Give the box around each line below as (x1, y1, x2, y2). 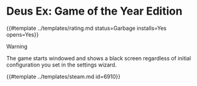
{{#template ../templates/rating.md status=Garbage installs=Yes (6, 24, 167, 32)
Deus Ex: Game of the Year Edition (6, 4, 183, 18)
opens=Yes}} (6, 30, 39, 38)
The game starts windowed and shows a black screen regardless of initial (6, 54, 191, 62)
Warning (6, 43, 27, 50)
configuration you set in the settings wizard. (6, 61, 117, 68)
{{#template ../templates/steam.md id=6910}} (6, 73, 121, 80)
